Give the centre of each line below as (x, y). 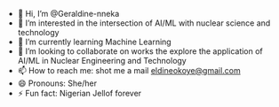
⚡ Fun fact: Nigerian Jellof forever (80, 93)
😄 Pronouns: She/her (57, 83)
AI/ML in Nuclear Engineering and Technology (102, 61)
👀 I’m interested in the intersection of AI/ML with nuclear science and (144, 23)
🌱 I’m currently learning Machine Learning (94, 42)
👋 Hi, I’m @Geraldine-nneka (68, 14)
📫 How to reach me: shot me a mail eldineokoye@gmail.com (129, 70)
